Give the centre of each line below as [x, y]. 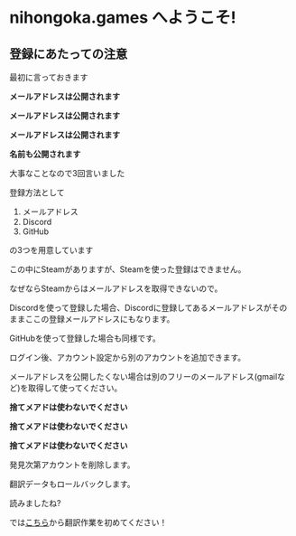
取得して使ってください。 [75, 388]
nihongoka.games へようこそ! [123, 18]
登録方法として [37, 193]
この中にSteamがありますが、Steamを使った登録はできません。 [128, 269]
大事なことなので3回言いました [67, 173]
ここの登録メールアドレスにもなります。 [100, 319]
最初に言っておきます [49, 77]
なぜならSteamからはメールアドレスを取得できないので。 [116, 288]
